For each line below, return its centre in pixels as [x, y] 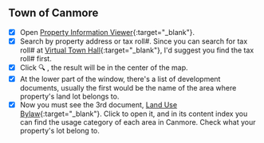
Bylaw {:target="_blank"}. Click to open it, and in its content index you [134, 114]
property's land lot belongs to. [69, 96]
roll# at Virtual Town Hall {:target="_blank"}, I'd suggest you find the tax [137, 50]
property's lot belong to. [59, 131]
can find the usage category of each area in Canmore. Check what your [138, 122]
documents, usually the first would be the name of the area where [128, 88]
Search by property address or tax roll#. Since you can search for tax [134, 41]
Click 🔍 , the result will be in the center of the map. [104, 68]
